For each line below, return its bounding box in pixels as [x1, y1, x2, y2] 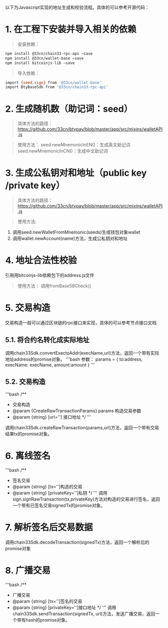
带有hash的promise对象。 [16, 617, 70, 623]
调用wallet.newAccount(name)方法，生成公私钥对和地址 [12, 235, 128, 241]
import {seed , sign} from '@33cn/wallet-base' [5, 80, 101, 85]
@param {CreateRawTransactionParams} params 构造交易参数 [12, 408, 141, 414]
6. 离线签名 [5, 450, 51, 461]
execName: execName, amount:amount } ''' [5, 362, 95, 368]
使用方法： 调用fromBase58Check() [17, 283, 91, 289]
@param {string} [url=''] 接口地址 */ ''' [12, 414, 91, 420]
